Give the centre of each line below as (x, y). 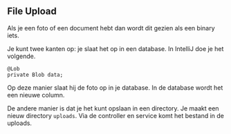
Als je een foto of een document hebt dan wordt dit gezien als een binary (111, 28)
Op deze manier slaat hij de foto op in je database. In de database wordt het (115, 87)
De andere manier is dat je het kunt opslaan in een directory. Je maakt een (113, 108)
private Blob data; (35, 75)
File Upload (32, 11)
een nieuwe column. (36, 95)
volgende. (21, 56)
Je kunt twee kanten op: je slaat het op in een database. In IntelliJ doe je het (115, 48)
